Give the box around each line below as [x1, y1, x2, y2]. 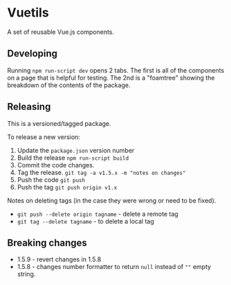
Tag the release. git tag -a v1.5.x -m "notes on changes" [17, 168, 186, 176]
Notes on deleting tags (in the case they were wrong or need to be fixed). [7, 196, 216, 205]
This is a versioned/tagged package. [7, 119, 112, 127]
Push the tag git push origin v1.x [17, 183, 118, 191]
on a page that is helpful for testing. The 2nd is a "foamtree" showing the [7, 73, 215, 82]
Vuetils [7, 5, 50, 21]
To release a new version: [7, 133, 81, 141]
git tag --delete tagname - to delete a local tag [17, 217, 154, 226]
